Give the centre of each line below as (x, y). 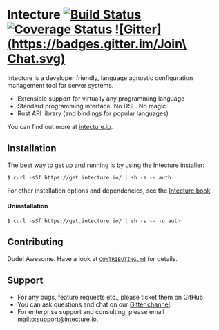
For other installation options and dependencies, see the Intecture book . (110, 191)
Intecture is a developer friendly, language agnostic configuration (100, 78)
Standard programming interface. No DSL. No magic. (92, 106)
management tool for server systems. (60, 85)
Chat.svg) (36, 59)
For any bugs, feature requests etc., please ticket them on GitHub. (111, 297)
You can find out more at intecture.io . (60, 126)
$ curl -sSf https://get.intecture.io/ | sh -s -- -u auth (94, 221)
